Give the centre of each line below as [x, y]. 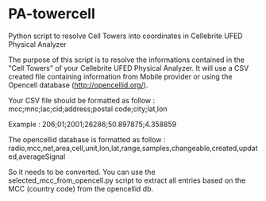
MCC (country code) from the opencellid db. [81, 188]
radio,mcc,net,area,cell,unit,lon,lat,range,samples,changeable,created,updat [133, 148]
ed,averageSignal [37, 157]
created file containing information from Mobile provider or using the [120, 76]
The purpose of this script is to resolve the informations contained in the [126, 60]
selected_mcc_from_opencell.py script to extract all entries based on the [127, 180]
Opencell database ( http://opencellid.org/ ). [78, 85]
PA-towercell [52, 14]
